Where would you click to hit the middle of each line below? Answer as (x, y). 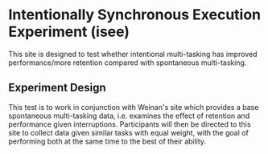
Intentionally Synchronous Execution (135, 15)
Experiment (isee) (69, 32)
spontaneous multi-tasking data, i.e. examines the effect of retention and (129, 115)
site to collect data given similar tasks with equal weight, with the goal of (129, 132)
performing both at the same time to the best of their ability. (107, 141)
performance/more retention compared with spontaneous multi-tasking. (128, 63)
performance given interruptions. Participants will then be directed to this (130, 124)
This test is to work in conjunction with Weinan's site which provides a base (134, 107)
